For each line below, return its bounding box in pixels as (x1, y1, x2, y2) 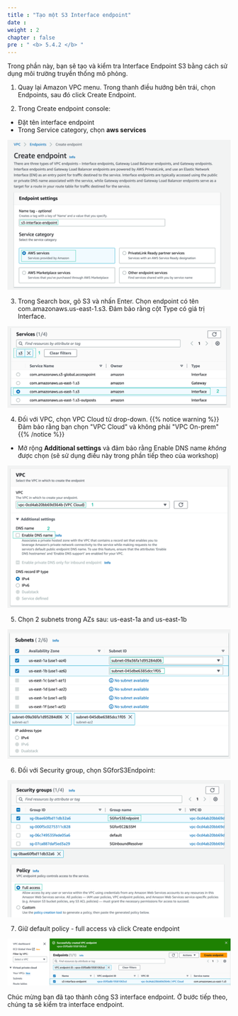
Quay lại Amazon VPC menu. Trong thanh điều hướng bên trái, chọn (17, 83, 216, 92)
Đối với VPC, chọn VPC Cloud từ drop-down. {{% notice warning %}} (17, 415, 220, 424)
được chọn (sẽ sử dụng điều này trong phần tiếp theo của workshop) (17, 452, 219, 460)
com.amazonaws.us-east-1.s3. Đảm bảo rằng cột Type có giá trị (17, 304, 205, 312)
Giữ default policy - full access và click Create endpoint (17, 924, 180, 933)
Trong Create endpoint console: (17, 104, 111, 113)
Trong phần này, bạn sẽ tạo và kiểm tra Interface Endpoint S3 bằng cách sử (7, 62, 228, 70)
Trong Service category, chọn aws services (17, 126, 147, 134)
